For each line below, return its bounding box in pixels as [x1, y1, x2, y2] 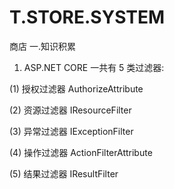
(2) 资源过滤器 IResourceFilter [9, 104, 132, 116]
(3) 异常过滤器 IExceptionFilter [9, 125, 134, 137]
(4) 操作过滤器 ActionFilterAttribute [9, 146, 153, 158]
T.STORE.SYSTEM [9, 6, 166, 29]
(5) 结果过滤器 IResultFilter [9, 167, 119, 180]
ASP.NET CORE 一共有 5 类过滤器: [23, 61, 165, 73]
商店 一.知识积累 [9, 40, 76, 52]
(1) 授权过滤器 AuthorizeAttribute [9, 82, 144, 95]
